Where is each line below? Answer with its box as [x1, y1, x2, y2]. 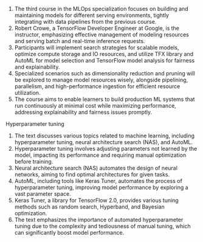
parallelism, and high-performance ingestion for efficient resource [14, 83, 181, 90]
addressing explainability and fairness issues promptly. [14, 109, 153, 116]
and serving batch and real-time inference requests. [14, 38, 145, 44]
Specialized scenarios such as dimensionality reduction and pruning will [14, 70, 195, 77]
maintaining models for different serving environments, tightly [14, 12, 170, 19]
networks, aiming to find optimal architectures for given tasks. [14, 171, 170, 178]
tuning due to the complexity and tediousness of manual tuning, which [14, 223, 191, 230]
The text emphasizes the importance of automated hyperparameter [14, 216, 184, 223]
